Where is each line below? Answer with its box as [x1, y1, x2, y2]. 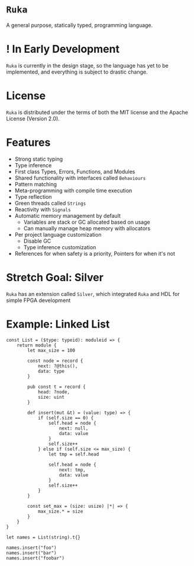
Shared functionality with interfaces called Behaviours [14, 174, 146, 182]
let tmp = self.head [48, 451, 99, 457]
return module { [17, 342, 57, 348]
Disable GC [23, 237, 51, 244]
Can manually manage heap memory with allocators [23, 224, 151, 232]
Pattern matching [14, 180, 57, 187]
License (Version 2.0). [6, 115, 60, 122]
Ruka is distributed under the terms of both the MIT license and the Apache [6, 109, 188, 116]
